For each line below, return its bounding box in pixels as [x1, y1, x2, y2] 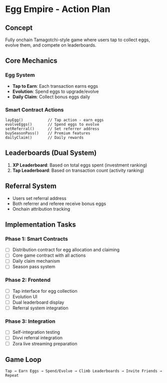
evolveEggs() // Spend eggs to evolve [5, 122, 99, 127]
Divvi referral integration [12, 335, 63, 341]
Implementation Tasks [5, 221, 76, 229]
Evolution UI [12, 293, 37, 299]
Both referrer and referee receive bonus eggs [12, 201, 106, 207]
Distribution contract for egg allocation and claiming [12, 247, 120, 253]
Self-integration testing [12, 329, 60, 335]
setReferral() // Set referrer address [5, 126, 99, 131]
